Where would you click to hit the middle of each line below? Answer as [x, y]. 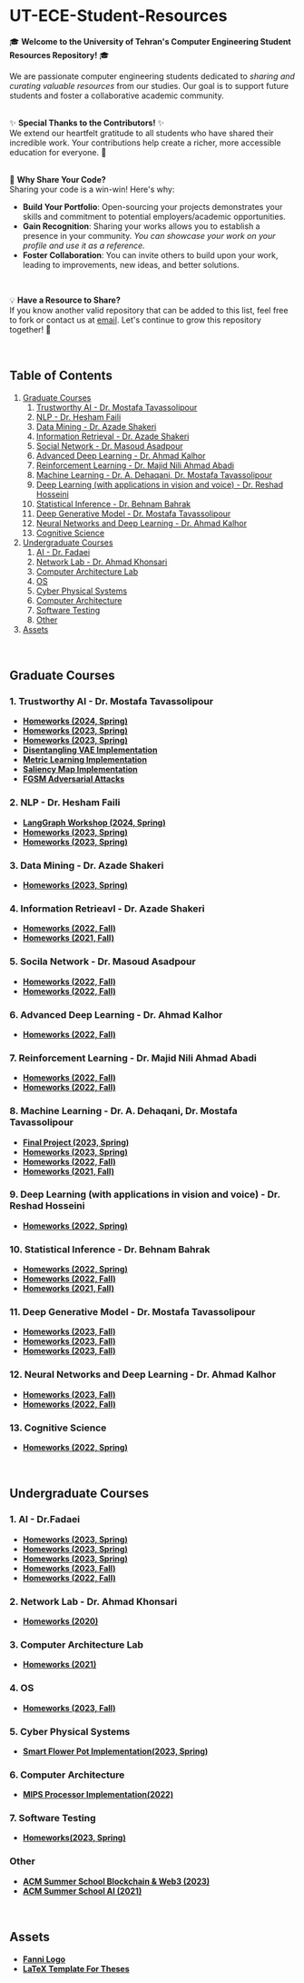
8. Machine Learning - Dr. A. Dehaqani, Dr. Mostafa [123, 1111]
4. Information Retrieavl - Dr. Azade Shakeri [108, 908]
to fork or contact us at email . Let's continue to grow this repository [135, 320]
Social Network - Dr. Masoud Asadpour [109, 445]
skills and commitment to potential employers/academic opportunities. [154, 216]
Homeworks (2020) [60, 1621]
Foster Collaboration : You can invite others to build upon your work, [150, 254]
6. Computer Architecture [67, 1775]
